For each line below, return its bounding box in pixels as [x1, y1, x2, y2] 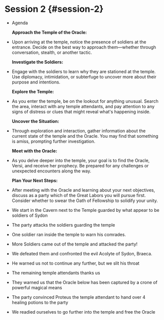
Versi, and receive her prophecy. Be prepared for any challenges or [11, 162, 149, 168]
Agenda [11, 20, 28, 26]
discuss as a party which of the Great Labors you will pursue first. [11, 192, 146, 198]
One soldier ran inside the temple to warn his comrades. [11, 231, 126, 238]
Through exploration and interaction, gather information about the [11, 127, 146, 134]
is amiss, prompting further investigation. [11, 138, 96, 144]
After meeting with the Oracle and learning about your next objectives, [11, 187, 155, 193]
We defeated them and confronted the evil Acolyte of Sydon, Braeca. [11, 250, 153, 256]
